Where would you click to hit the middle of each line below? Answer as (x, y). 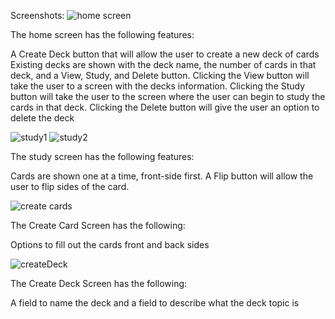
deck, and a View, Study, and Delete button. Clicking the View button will (160, 75)
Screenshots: (37, 15)
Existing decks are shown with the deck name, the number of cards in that (163, 64)
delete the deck (42, 118)
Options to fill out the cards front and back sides (110, 244)
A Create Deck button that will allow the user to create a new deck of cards (165, 54)
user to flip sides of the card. (70, 186)
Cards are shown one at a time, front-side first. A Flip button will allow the (162, 176)
